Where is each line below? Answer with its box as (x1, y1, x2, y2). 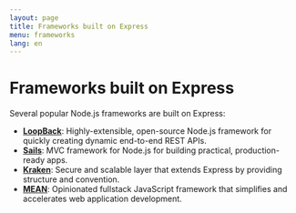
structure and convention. (22, 174, 120, 185)
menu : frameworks (9, 30, 76, 39)
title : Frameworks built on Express (9, 22, 148, 31)
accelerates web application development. (22, 193, 182, 205)
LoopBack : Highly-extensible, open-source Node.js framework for (22, 126, 271, 137)
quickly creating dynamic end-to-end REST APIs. (22, 136, 207, 147)
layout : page (9, 13, 59, 23)
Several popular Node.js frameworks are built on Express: (9, 108, 226, 119)
